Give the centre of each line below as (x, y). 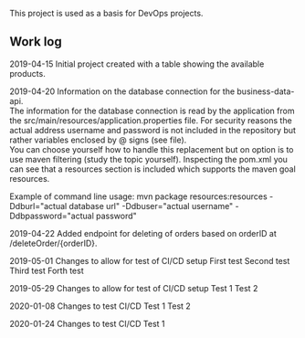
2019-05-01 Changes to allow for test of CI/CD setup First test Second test (150, 260)
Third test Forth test (47, 270)
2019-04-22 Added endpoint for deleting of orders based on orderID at (143, 233)
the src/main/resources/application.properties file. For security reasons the (151, 120)
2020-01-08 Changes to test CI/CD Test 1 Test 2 (100, 306)
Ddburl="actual (38, 206)
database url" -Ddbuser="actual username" (151, 206)
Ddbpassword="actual (52, 216)
